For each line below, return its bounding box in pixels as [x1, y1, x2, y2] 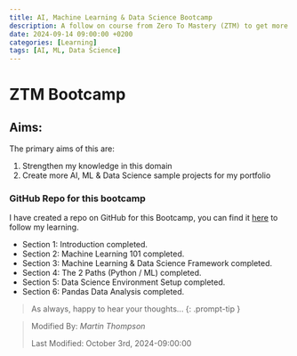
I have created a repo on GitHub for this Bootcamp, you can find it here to [9, 213, 278, 223]
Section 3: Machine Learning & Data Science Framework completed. [21, 258, 273, 269]
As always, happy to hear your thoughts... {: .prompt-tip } [30, 303, 241, 314]
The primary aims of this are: [9, 143, 116, 154]
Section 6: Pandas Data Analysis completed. [21, 287, 185, 297]
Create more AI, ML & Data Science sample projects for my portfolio [21, 170, 271, 181]
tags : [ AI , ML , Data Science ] [9, 46, 122, 55]
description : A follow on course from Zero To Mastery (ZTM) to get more [9, 21, 289, 30]
